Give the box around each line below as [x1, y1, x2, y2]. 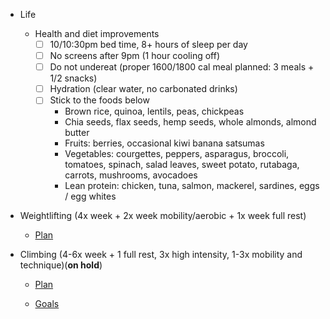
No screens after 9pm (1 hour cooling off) [49, 50, 221, 62]
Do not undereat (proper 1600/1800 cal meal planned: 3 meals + [49, 61, 315, 73]
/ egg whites [64, 190, 117, 203]
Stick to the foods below [49, 94, 150, 106]
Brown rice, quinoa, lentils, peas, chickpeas [64, 105, 245, 118]
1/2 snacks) [49, 72, 98, 84]
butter [64, 127, 90, 139]
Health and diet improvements [34, 28, 160, 39]
